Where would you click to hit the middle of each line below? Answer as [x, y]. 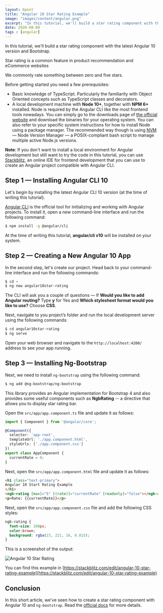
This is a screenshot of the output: [39, 549]
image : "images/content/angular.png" [43, 18]
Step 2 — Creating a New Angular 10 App [68, 256]
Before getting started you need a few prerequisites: [57, 85]
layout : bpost [19, 9]
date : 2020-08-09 [23, 28]
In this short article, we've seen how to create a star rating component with [80, 600]
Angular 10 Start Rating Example [39, 485]
